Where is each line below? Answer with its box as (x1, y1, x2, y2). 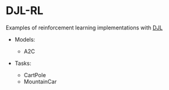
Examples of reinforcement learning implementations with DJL (6, 24, 163, 31)
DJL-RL (6, 4, 43, 18)
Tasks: (14, 59, 32, 67)
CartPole (23, 71, 47, 78)
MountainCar (23, 78, 57, 85)
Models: (14, 36, 36, 43)
